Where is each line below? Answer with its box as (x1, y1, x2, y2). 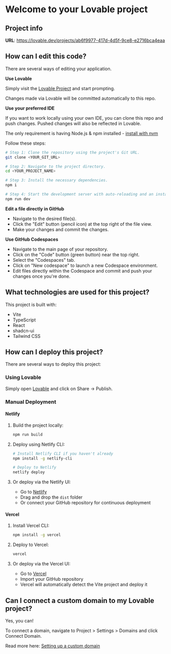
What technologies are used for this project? (5, 288, 150, 296)
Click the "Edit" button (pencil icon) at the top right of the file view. (12, 221, 152, 227)
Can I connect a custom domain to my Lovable (5, 596, 154, 605)
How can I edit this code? (5, 52, 87, 61)
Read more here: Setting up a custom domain (5, 643, 100, 649)
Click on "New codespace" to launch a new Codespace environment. (12, 262, 158, 268)
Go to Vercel (20, 570, 47, 577)
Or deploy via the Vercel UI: (12, 561, 71, 567)
